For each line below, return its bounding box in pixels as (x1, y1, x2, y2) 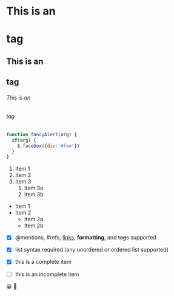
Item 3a (24, 184, 44, 192)
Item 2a (24, 216, 44, 223)
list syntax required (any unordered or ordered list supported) (15, 246, 169, 253)
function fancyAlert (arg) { (6, 131, 78, 137)
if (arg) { (12, 137, 36, 143)
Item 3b (24, 191, 44, 198)
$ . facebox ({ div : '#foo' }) (17, 143, 80, 149)
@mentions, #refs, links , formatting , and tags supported (15, 234, 156, 241)
